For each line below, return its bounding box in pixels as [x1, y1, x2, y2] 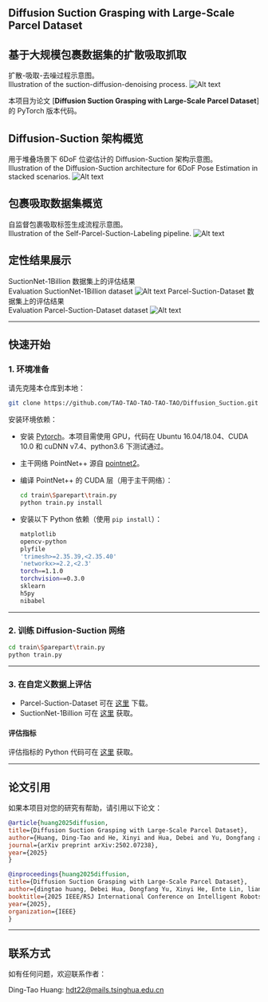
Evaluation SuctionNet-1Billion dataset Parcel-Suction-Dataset [8, 286, 246, 296]
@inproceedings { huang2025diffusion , [8, 870, 130, 878]
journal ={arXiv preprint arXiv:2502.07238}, [8, 841, 159, 849]
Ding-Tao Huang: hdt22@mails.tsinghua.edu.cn [8, 985, 164, 995]
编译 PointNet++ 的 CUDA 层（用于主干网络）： [19, 475, 173, 485]
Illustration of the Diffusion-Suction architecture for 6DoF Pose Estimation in [8, 164, 258, 173]
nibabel [19, 597, 45, 605]
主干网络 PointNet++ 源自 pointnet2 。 [19, 459, 144, 468]
